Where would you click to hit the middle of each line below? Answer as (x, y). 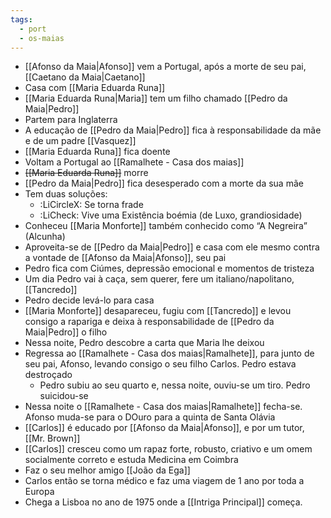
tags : (21, 19)
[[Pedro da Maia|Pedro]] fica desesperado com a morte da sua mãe (164, 183)
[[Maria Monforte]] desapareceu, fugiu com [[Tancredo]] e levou (158, 311)
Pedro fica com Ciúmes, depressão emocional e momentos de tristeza (169, 268)
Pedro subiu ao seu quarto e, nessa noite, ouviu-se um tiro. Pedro (175, 385)
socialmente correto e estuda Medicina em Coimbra (131, 460)
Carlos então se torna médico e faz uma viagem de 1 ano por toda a (164, 481)
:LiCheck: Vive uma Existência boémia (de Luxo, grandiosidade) (171, 215)
